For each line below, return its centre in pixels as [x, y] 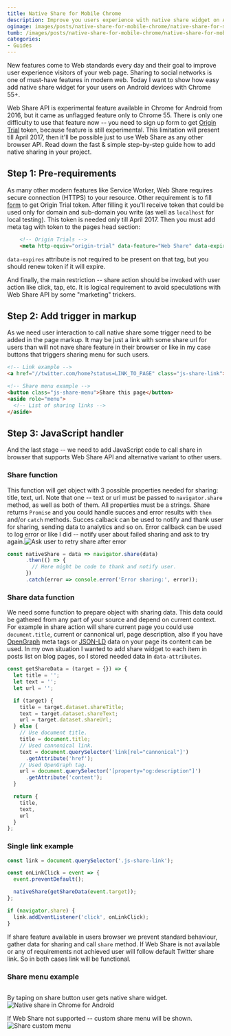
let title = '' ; [36, 676]
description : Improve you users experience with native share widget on [113, 20]
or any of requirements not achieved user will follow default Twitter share [111, 951]
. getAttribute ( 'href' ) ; [59, 758]
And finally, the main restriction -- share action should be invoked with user [114, 279]
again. [16, 541]
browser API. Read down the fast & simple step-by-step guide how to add [111, 145]
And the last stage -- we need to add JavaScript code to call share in [105, 450]
